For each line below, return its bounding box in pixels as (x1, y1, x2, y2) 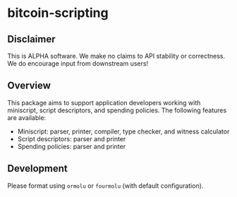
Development (7, 162, 68, 174)
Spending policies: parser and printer (17, 142, 126, 150)
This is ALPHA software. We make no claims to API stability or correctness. (7, 52, 226, 60)
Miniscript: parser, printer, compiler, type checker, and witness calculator (17, 127, 230, 136)
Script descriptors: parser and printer (17, 134, 126, 143)
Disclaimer (7, 33, 56, 45)
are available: (7, 113, 47, 121)
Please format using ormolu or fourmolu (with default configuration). (7, 181, 204, 190)
